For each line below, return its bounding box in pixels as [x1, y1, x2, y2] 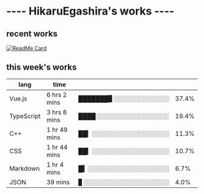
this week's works [6, 62, 77, 72]
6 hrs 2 [46, 90, 67, 99]
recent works [6, 29, 58, 39]
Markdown [9, 164, 40, 173]
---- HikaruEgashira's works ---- [6, 4, 175, 18]
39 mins [46, 178, 70, 186]
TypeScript [9, 111, 41, 120]
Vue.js [9, 94, 27, 103]
